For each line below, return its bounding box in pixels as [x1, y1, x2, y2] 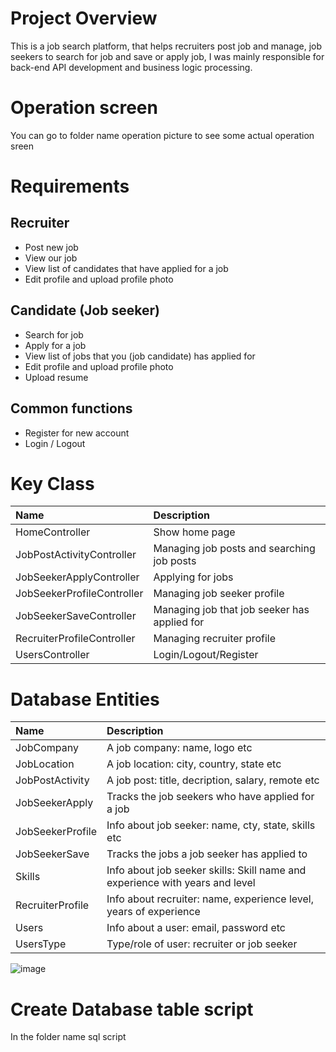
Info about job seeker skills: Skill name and [106, 863, 307, 877]
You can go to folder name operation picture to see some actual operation [10, 129, 315, 141]
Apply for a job [24, 339, 87, 351]
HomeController [15, 525, 91, 539]
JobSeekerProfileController [15, 587, 144, 601]
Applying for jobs [153, 570, 234, 584]
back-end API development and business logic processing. [10, 61, 253, 73]
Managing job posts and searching [153, 542, 316, 556]
